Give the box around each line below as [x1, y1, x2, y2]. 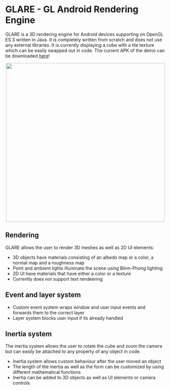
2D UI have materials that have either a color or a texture [12, 271, 131, 277]
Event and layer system [5, 291, 81, 299]
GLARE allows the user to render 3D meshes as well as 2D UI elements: [5, 244, 154, 250]
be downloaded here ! [5, 52, 50, 59]
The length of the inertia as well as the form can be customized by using [12, 364, 164, 370]
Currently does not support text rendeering [12, 276, 103, 282]
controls [12, 380, 30, 386]
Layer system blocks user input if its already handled [12, 315, 123, 321]
